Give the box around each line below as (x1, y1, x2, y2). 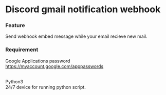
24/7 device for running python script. (5, 84, 86, 90)
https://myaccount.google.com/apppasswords (5, 63, 104, 69)
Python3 (5, 78, 24, 85)
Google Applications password (5, 58, 70, 64)
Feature (5, 22, 25, 29)
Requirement (5, 46, 39, 53)
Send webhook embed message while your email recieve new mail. (5, 33, 147, 39)
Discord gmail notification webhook (5, 4, 161, 15)
